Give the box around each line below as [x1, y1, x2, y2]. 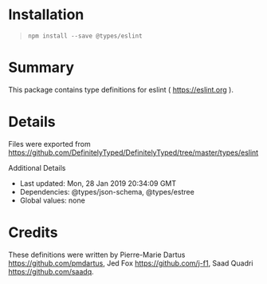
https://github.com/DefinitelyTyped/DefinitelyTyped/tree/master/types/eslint [8, 148, 259, 157]
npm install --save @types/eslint [27, 32, 143, 40]
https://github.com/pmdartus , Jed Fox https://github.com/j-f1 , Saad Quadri [8, 258, 253, 268]
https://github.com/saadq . [8, 266, 94, 276]
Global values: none [19, 195, 85, 205]
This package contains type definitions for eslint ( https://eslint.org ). [8, 85, 234, 94]
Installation [8, 6, 84, 24]
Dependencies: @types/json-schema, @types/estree [19, 187, 195, 196]
